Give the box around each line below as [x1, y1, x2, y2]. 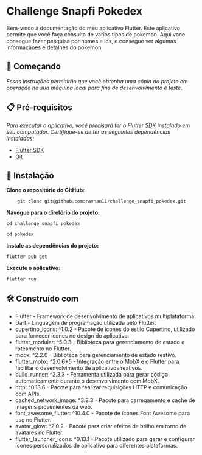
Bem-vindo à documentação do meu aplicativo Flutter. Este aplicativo [6, 24, 181, 32]
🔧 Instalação [6, 170, 54, 181]
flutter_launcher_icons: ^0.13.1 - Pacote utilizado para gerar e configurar [15, 436, 195, 443]
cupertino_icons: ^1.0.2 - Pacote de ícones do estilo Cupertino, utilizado [15, 325, 195, 333]
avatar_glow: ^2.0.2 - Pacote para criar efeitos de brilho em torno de [15, 423, 187, 430]
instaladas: [6, 134, 35, 142]
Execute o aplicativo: [6, 265, 61, 272]
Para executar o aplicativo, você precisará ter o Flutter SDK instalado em [6, 122, 190, 129]
